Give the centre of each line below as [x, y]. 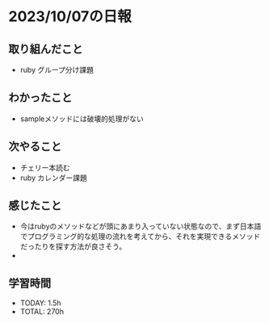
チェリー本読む [45, 167]
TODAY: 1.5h [41, 303]
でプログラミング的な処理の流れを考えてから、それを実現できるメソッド [140, 237]
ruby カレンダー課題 [53, 178]
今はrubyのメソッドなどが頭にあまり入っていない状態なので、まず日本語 [141, 226]
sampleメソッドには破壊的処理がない [82, 119]
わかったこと [40, 98]
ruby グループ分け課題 [57, 70]
